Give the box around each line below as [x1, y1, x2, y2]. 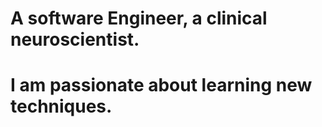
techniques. [10, 95, 113, 118]
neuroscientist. [10, 28, 140, 51]
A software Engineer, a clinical [10, 7, 268, 30]
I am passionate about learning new [10, 74, 313, 97]
